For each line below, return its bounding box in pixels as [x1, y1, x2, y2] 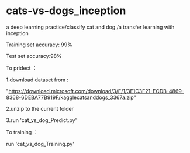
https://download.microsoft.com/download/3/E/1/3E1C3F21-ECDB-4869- [8, 87, 184, 94]
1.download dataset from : [6, 76, 69, 83]
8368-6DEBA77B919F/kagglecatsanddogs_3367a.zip [6, 94, 134, 101]
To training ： [6, 128, 39, 135]
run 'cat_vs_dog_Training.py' [6, 140, 75, 147]
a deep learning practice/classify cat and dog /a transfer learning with [6, 23, 175, 30]
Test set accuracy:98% [6, 52, 63, 59]
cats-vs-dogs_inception [6, 4, 126, 18]
